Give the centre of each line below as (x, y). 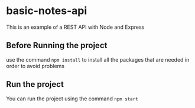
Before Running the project (57, 45)
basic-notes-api (47, 11)
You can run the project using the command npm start (72, 99)
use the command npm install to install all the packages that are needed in (98, 59)
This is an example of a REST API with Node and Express (75, 27)
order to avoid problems (35, 66)
